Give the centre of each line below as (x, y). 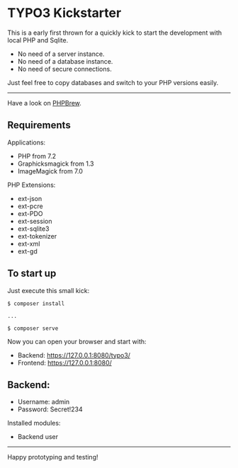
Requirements (39, 125)
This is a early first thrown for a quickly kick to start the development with (115, 33)
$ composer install (36, 303)
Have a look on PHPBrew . (44, 103)
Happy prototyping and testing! (53, 457)
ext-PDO (30, 213)
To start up (32, 274)
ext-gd (27, 251)
